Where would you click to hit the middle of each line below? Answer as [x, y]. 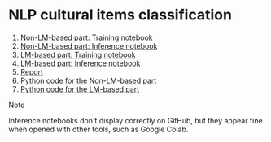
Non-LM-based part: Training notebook [86, 37]
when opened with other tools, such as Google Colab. [98, 129]
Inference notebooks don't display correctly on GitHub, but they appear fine [135, 120]
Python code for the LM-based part [80, 89]
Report [31, 71]
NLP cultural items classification [120, 15]
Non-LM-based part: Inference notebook [89, 45]
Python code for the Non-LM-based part [88, 80]
